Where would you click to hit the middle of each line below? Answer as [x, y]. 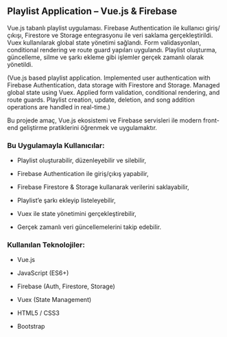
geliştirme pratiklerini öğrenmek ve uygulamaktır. [88, 127]
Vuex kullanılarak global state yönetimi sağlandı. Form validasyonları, [104, 42]
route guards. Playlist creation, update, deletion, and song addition [101, 100]
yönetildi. [20, 64]
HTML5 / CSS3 [38, 313]
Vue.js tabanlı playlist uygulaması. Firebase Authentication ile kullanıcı [106, 28]
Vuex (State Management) [54, 300]
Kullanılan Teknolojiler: [46, 245]
